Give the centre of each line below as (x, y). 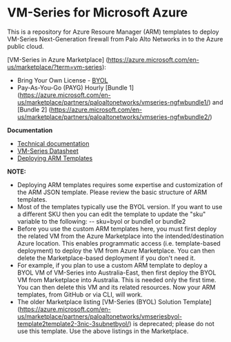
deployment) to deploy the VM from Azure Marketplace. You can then (116, 250)
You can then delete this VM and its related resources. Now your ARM (116, 287)
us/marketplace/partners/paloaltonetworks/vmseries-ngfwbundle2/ (113, 117)
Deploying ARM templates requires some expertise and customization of (120, 184)
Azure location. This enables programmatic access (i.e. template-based (119, 243)
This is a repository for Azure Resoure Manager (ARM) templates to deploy (113, 32)
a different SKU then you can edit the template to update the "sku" (111, 214)
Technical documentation (53, 143)
